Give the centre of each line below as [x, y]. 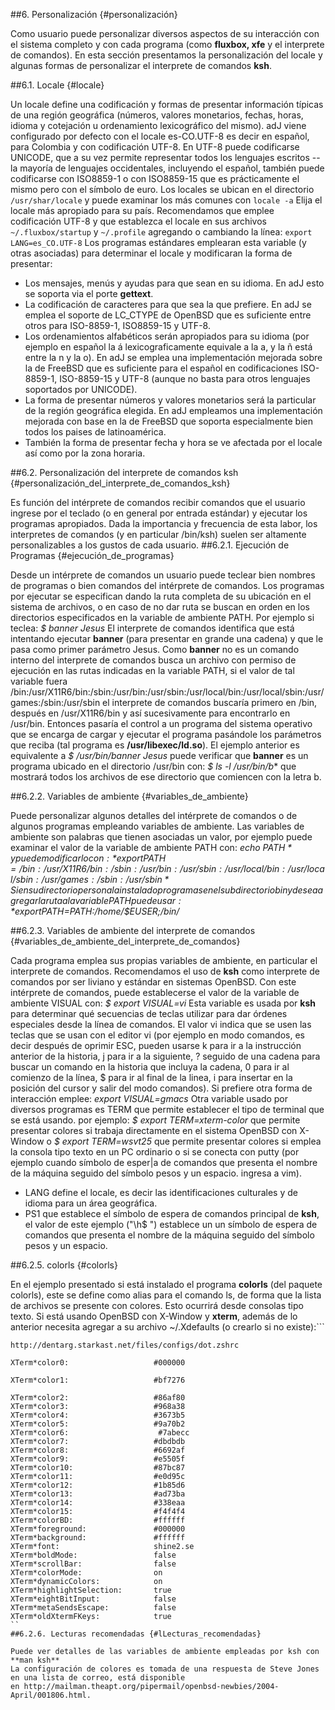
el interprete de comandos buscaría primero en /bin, [210, 702]
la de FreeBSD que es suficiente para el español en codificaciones [161, 368]
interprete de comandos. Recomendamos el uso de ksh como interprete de [165, 971]
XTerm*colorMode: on [86, 1573]
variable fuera [39, 681]
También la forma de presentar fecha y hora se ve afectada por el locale [173, 442]
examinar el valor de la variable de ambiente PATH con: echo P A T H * [151, 847]
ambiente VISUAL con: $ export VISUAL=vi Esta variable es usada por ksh [163, 1003]
